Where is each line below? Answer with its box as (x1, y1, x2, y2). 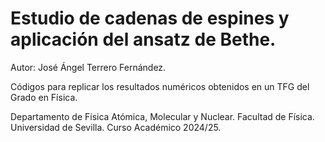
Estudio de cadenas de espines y (10, 7, 290, 30)
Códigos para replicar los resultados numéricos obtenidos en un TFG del (10, 80, 310, 92)
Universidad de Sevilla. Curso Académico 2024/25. (10, 121, 222, 133)
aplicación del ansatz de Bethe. (10, 28, 277, 51)
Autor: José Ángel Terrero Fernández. (10, 61, 167, 73)
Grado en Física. (10, 91, 78, 103)
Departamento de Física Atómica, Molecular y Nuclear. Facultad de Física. (10, 110, 315, 122)
